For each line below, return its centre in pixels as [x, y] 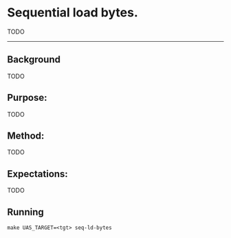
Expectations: [38, 174]
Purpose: [27, 98]
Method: [26, 135]
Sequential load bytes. [73, 13]
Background [34, 60]
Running [26, 212]
